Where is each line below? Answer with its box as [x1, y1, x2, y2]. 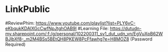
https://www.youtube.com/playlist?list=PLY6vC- [36, 20, 136, 26]
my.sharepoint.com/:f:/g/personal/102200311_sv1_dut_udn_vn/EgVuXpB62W [5, 30, 163, 36]
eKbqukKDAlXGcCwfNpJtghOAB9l [5, 25, 77, 31]
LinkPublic [5, 3, 50, 15]
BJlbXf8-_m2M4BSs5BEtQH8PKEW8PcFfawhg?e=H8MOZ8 [5, 36, 129, 42]
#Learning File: [77, 25, 109, 31]
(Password [130, 36, 152, 42]
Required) [5, 41, 26, 47]
